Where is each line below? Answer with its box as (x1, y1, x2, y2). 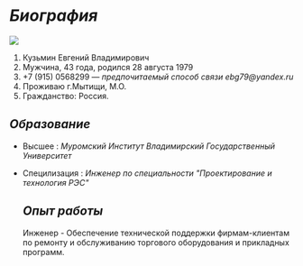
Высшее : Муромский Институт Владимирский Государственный (22, 141, 276, 151)
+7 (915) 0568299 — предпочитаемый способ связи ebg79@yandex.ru (22, 71, 294, 82)
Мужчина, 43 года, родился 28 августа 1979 (22, 61, 194, 72)
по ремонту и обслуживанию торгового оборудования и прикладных (22, 236, 290, 248)
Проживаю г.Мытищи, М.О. (22, 80, 127, 91)
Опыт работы (22, 204, 104, 219)
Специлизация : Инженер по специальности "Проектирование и (22, 168, 272, 179)
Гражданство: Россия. (22, 90, 110, 101)
